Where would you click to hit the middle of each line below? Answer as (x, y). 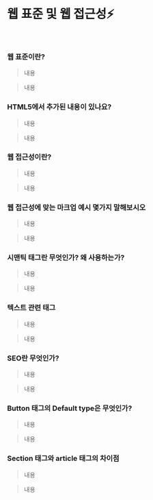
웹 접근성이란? (29, 157)
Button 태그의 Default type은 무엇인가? (70, 408)
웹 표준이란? (26, 57)
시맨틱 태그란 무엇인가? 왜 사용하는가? (66, 258)
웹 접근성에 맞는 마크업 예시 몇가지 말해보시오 (76, 208)
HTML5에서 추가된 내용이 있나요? (59, 107)
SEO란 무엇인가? (33, 358)
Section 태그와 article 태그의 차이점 (63, 458)
